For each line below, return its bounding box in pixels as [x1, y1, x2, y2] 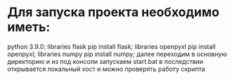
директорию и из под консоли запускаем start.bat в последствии [7, 57, 204, 65]
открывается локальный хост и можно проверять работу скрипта [7, 65, 206, 73]
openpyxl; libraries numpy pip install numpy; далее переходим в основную [7, 50, 227, 58]
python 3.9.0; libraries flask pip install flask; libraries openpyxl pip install [7, 42, 216, 51]
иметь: [7, 19, 51, 35]
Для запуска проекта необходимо [7, 4, 220, 20]
